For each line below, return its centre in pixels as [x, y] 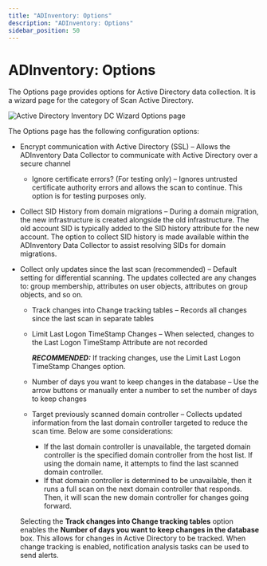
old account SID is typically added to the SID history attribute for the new [139, 229]
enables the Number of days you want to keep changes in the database [139, 530]
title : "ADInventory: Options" [60, 16]
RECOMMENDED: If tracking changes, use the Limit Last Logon [136, 358]
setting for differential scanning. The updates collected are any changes [138, 278]
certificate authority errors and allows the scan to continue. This [137, 187]
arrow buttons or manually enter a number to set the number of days [144, 391]
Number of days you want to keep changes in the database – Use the [145, 382]
